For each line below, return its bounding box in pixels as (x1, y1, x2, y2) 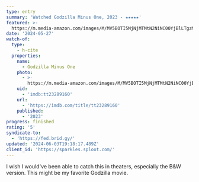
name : (17, 58, 31, 64)
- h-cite (17, 47, 38, 53)
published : (17, 108, 44, 114)
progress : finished (6, 119, 54, 125)
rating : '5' (6, 124, 36, 130)
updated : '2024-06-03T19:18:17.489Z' (6, 141, 99, 147)
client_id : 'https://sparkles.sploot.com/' (6, 146, 115, 152)
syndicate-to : (6, 130, 41, 136)
